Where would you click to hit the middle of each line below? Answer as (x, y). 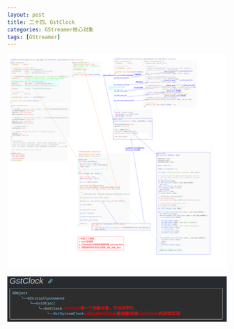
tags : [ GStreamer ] (34, 37)
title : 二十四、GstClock (41, 22)
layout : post (26, 15)
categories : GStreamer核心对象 (50, 29)
